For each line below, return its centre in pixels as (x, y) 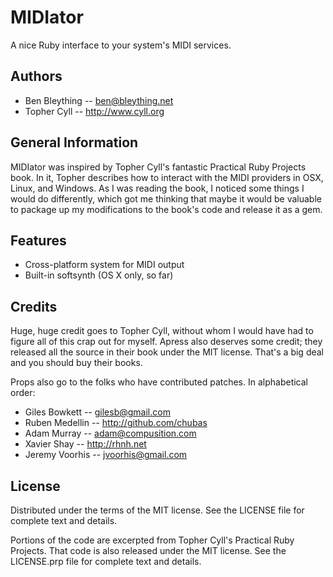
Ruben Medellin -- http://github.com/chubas (116, 423)
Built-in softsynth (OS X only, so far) (99, 275)
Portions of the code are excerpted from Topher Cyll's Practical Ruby (152, 540)
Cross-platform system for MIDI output (104, 265)
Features (38, 240)
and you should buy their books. (76, 363)
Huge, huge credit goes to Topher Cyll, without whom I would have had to (162, 331)
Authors (36, 76)
